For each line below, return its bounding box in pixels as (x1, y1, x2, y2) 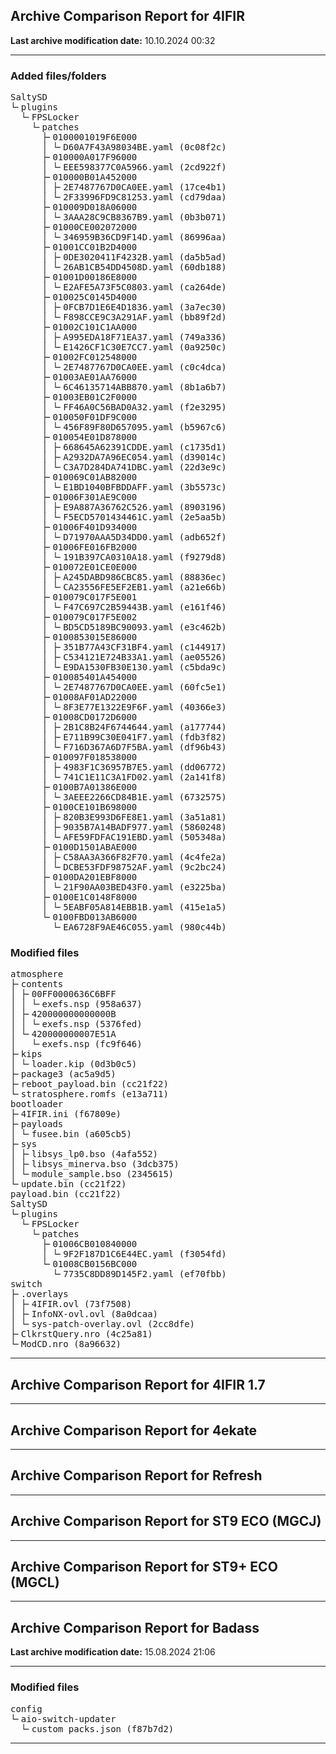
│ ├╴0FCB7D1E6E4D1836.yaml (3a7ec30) (41, 302, 227, 313)
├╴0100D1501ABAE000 (41, 842, 138, 853)
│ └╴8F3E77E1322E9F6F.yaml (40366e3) (41, 702, 227, 713)
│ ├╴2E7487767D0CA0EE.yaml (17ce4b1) (41, 182, 227, 193)
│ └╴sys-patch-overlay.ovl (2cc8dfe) (10, 1319, 196, 1330)
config (10, 1703, 43, 1714)
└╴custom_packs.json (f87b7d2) (20, 1723, 175, 1734)
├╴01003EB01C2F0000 (41, 392, 138, 403)
